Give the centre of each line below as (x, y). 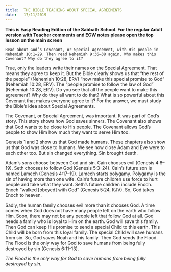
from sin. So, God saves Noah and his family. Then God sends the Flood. (82, 237)
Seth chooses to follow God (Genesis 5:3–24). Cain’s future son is (83, 168)
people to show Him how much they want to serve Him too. (68, 132)
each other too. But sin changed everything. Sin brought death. (71, 153)
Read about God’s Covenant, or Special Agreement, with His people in (82, 50)
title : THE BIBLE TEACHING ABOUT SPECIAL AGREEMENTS (64, 10)
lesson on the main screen (34, 40)
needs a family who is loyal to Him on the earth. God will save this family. (82, 221)
